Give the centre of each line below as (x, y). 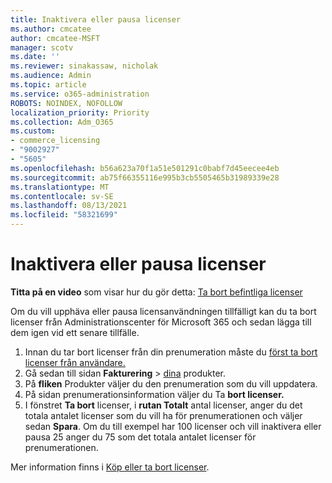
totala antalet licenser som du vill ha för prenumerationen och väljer (163, 415)
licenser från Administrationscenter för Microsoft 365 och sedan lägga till (161, 322)
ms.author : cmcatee (51, 29)
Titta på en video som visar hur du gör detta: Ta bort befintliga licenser (156, 292)
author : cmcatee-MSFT (55, 38)
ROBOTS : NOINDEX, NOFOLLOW (66, 103)
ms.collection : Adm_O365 (62, 122)
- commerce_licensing (55, 141)
